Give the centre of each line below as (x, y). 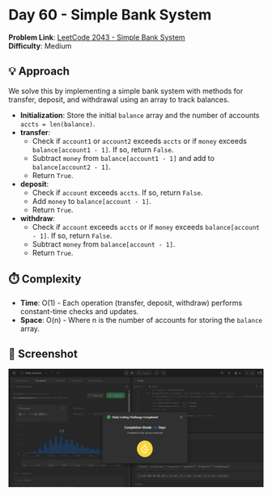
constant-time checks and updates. (79, 311)
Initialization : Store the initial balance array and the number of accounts (140, 115)
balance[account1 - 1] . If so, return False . (103, 149)
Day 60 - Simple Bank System (110, 15)
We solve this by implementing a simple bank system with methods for (126, 91)
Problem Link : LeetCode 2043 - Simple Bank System (97, 37)
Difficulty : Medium (40, 45)
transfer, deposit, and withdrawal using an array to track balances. (119, 100)
